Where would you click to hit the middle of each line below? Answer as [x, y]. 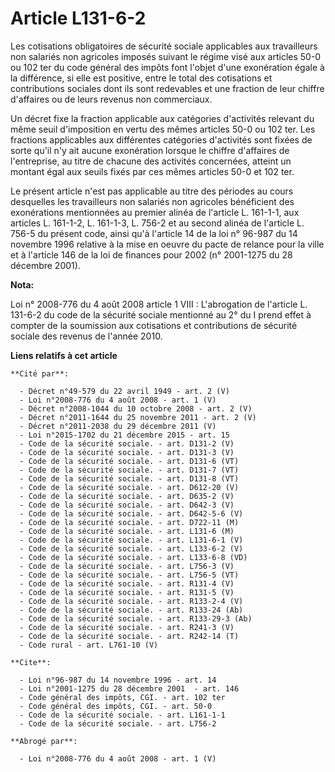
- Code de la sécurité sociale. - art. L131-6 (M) [127, 531]
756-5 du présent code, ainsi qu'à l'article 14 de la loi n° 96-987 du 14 [154, 233]
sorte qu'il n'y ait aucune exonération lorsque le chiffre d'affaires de [150, 150]
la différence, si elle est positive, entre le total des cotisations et [141, 78]
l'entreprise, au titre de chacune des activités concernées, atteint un [151, 161]
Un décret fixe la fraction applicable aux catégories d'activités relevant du [162, 118]
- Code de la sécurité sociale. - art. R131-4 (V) [127, 583]
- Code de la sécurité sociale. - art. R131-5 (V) [127, 592]
